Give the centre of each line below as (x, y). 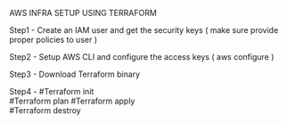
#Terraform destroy (45, 110)
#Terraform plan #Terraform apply (72, 101)
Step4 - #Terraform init (52, 91)
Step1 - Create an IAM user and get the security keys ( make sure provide (144, 30)
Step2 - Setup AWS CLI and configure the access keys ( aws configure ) (142, 57)
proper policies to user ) (53, 40)
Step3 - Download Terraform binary (75, 74)
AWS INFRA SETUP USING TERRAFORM (83, 13)
